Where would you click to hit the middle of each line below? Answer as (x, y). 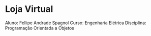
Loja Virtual (29, 9)
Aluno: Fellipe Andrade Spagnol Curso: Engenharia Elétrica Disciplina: (76, 23)
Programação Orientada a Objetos (40, 28)
